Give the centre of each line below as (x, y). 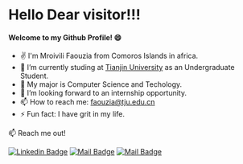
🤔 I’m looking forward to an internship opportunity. (103, 93)
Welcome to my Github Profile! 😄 (65, 37)
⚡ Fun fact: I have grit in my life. (72, 114)
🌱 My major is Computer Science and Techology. (101, 84)
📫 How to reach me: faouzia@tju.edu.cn (87, 102)
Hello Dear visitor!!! (74, 15)
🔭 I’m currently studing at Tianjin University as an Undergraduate (127, 68)
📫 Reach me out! (37, 133)
